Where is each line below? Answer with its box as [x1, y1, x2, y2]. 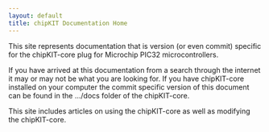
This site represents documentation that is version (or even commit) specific [8, 41, 262, 50]
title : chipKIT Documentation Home [8, 19, 128, 27]
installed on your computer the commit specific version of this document [8, 82, 250, 92]
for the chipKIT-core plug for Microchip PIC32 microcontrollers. [8, 50, 219, 59]
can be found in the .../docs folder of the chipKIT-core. [8, 90, 190, 100]
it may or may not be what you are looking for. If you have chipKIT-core [8, 74, 244, 83]
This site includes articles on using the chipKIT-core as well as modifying [8, 106, 251, 116]
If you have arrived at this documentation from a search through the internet [8, 65, 261, 74]
